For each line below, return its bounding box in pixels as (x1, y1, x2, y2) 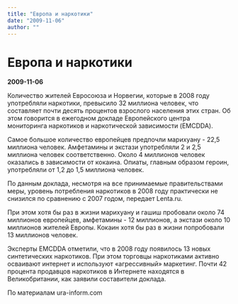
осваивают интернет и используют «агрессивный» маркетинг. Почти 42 (7, 260, 227, 268)
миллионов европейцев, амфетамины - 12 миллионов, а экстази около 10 (7, 216, 231, 224)
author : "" (7, 23, 40, 31)
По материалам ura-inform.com (7, 288, 103, 297)
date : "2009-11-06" (7, 17, 65, 24)
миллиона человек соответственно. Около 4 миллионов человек (7, 151, 205, 159)
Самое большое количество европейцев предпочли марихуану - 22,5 (7, 136, 220, 144)
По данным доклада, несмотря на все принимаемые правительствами (7, 179, 223, 188)
